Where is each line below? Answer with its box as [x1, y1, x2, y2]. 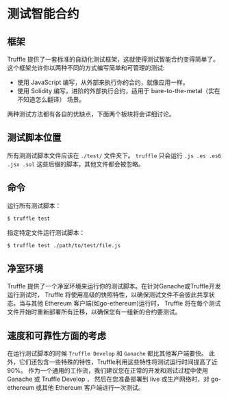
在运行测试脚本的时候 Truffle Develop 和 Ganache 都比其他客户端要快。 [7, 349, 207, 357]
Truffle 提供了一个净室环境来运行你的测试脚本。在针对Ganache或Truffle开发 [7, 282, 221, 290]
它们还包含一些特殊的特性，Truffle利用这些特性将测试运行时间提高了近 [18, 358, 218, 366]
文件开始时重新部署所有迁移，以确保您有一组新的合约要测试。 [7, 308, 181, 316]
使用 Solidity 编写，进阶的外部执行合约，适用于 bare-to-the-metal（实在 [16, 87, 220, 95]
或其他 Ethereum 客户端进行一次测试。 [35, 384, 144, 391]
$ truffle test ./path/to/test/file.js [7, 242, 121, 249]
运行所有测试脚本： [7, 201, 62, 210]
